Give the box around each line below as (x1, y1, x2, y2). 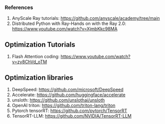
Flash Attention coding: (11, 54, 60, 60)
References (4, 4, 33, 11)
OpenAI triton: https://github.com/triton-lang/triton (11, 102, 116, 108)
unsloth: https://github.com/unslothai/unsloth (11, 97, 105, 103)
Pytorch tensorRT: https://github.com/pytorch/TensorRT (11, 108, 128, 114)
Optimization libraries (4, 73, 73, 82)
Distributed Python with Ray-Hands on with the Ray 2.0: (11, 20, 127, 26)
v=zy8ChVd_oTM (11, 59, 47, 65)
